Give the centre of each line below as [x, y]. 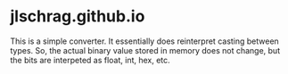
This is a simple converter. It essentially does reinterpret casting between [144, 41]
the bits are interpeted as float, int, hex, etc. [90, 60]
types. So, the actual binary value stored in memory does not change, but [145, 50]
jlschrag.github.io [78, 16]
